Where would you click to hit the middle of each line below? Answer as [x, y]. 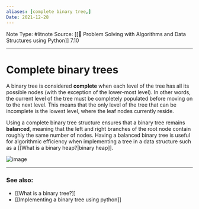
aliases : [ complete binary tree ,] [49, 12]
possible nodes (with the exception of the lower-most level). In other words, [98, 92]
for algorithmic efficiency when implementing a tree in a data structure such [99, 142]
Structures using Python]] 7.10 [43, 40]
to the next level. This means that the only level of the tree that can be [91, 105]
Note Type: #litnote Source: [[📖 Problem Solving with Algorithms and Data [96, 34]
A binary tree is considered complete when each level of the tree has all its [98, 86]
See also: [20, 180]
